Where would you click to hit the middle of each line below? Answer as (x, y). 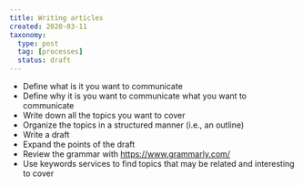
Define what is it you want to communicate (103, 86)
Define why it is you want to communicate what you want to (135, 96)
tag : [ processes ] (50, 52)
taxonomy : (28, 35)
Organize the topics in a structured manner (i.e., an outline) (133, 125)
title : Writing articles (56, 18)
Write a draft (46, 134)
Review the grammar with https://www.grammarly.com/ (126, 154)
